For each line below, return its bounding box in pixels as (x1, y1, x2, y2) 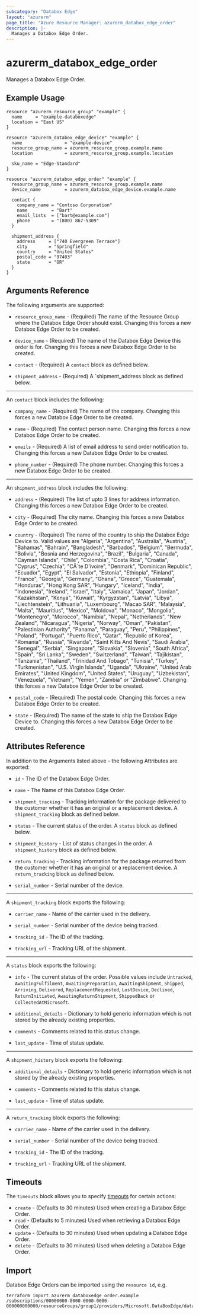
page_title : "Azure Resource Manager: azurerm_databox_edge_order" (6, 20, 176, 25)
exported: (6, 763, 30, 771)
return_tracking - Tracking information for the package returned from (14, 857, 187, 864)
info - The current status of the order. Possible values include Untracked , (14, 973, 193, 980)
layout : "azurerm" (6, 14, 52, 20)
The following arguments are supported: (6, 301, 105, 308)
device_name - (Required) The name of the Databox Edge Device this (14, 337, 181, 344)
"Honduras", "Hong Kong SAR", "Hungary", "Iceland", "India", (14, 582, 164, 589)
